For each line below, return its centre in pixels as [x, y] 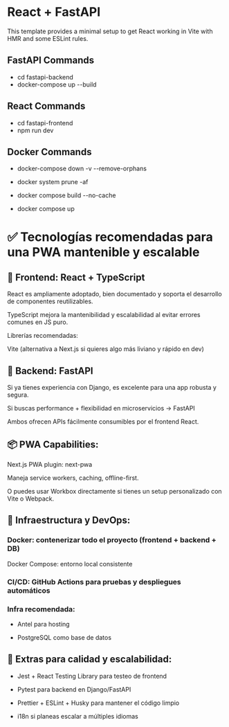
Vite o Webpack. [31, 499]
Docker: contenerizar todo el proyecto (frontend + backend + [112, 540]
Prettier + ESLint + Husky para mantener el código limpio [98, 703]
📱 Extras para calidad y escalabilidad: [90, 659]
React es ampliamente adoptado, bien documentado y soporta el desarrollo [115, 294]
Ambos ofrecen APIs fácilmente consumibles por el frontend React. [103, 422]
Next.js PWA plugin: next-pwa [50, 464]
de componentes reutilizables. [50, 301]
